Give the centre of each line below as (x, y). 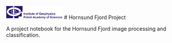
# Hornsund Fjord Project (95, 17)
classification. (23, 35)
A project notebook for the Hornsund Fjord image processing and (86, 28)
